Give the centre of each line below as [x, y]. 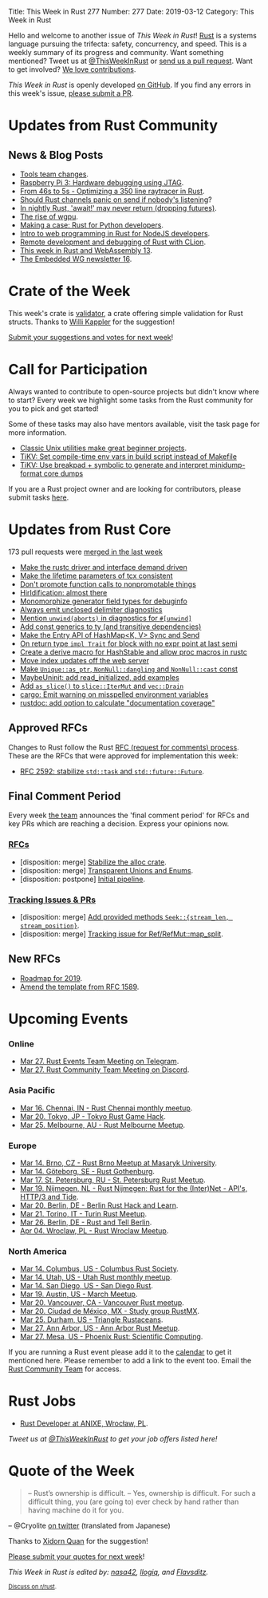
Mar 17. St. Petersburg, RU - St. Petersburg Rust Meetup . [112, 1180]
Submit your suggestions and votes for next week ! [91, 337]
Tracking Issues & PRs [52, 900]
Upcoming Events [68, 1019]
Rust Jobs [42, 1401]
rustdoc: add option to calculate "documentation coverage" [117, 702]
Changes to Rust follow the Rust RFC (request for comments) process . [124, 747]
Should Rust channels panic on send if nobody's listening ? [116, 200]
